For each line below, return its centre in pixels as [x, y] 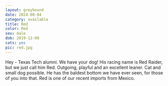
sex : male [16, 33]
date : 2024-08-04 [23, 15]
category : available [27, 19]
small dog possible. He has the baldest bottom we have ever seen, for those [84, 73]
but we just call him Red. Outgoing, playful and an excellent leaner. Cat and [83, 67]
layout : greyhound [24, 10]
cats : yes [16, 43]
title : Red [17, 24]
